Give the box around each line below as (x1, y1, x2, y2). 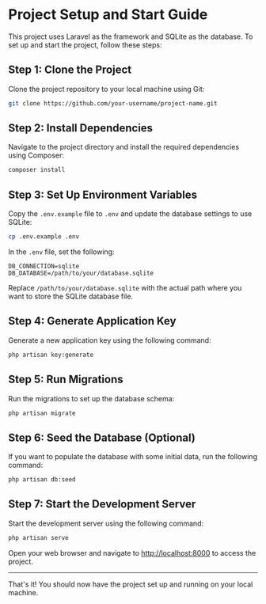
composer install (8, 166, 66, 174)
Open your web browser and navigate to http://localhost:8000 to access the (8, 548, 256, 557)
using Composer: (8, 150, 65, 160)
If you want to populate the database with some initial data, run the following (8, 452, 257, 462)
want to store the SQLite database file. (8, 291, 133, 301)
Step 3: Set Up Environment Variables (8, 188, 198, 201)
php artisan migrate (8, 409, 77, 417)
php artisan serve (8, 534, 69, 541)
